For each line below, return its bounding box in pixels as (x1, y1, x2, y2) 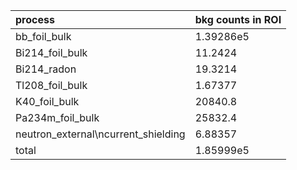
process (15, 13, 55, 26)
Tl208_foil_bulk (15, 79, 88, 92)
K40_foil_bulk (15, 95, 80, 108)
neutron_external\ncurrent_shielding (15, 127, 186, 141)
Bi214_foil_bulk (15, 46, 88, 59)
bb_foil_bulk (15, 30, 72, 43)
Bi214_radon (15, 62, 77, 76)
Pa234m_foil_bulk (15, 111, 100, 124)
